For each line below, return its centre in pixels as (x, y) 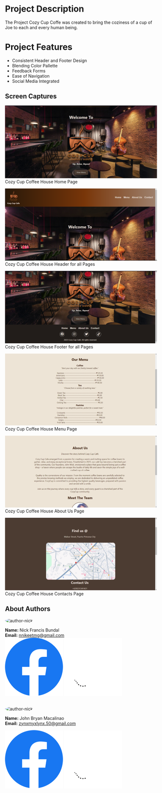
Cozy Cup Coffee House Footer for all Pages (49, 347)
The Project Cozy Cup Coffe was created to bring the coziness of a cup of (79, 22)
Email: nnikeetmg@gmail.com (35, 635)
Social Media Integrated (35, 81)
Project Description (45, 9)
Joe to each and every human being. (41, 27)
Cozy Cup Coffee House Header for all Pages (50, 264)
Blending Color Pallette (35, 65)
